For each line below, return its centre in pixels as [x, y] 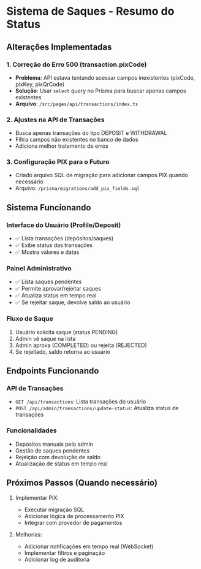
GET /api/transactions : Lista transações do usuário [81, 402]
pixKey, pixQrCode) [40, 84]
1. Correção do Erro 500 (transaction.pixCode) [77, 64]
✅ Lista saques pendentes [48, 282]
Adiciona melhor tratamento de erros [62, 146]
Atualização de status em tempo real [62, 464]
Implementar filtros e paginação [65, 552]
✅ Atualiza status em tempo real [56, 296]
